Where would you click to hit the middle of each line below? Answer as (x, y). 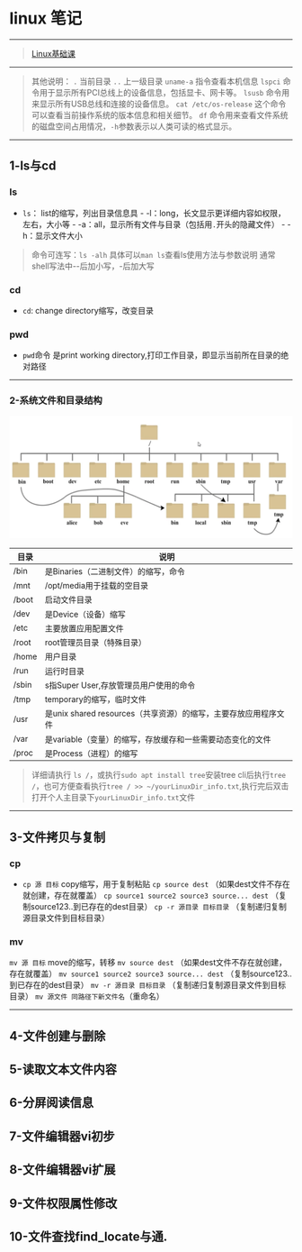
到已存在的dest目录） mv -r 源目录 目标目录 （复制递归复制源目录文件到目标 (147, 985)
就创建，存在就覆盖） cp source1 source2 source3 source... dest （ (151, 895)
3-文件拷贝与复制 (58, 837)
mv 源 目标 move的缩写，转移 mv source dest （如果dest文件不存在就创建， (148, 963)
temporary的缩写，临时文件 (95, 699)
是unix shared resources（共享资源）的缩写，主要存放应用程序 (160, 714)
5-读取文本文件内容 (63, 1069)
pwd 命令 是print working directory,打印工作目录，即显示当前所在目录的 (151, 355)
